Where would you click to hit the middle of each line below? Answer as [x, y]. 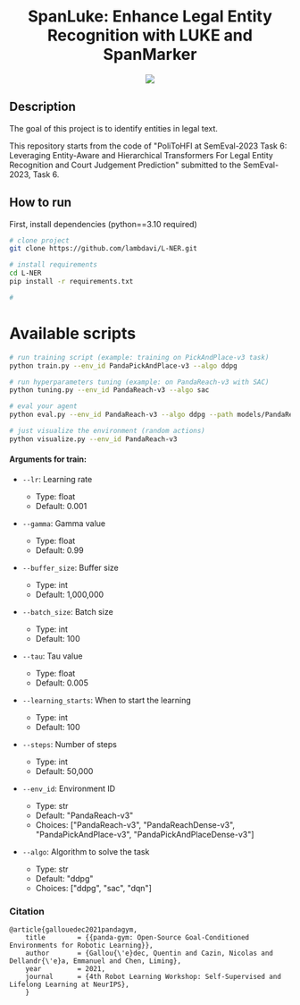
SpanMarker [150, 55]
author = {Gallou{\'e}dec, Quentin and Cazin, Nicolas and [150, 954]
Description [42, 107]
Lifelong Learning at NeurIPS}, [69, 985]
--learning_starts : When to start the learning [107, 700]
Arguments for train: [48, 459]
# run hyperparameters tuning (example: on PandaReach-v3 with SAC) [139, 382]
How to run [41, 203]
